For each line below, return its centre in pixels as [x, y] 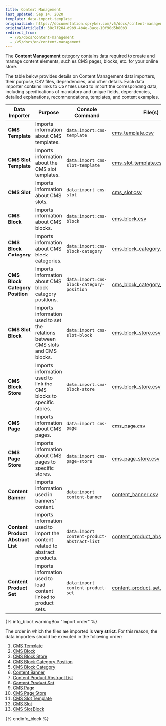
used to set [48, 320]
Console [87, 109]
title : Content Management [33, 10]
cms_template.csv [133, 133]
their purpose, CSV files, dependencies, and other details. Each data [75, 81]
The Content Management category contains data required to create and [80, 56]
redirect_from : [21, 33]
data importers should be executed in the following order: [64, 636]
